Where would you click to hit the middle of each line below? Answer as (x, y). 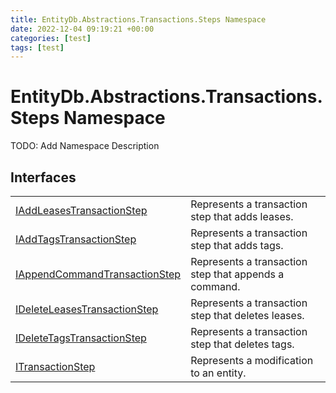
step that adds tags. (237, 245)
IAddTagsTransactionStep (76, 239)
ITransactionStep (55, 366)
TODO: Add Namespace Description (85, 146)
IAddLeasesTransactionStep (81, 210)
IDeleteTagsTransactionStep (81, 338)
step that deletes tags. (242, 344)
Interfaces (43, 177)
